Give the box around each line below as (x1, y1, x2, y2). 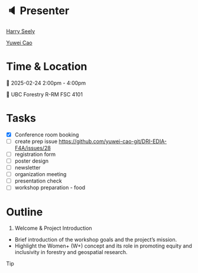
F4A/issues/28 (14, 144, 51, 151)
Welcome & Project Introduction (14, 225, 93, 232)
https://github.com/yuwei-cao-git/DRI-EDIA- (59, 138, 167, 145)
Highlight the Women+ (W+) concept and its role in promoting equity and (14, 242, 192, 249)
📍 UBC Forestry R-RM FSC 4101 (6, 90, 83, 97)
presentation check (14, 177, 62, 184)
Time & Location (6, 60, 87, 73)
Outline (6, 205, 43, 219)
